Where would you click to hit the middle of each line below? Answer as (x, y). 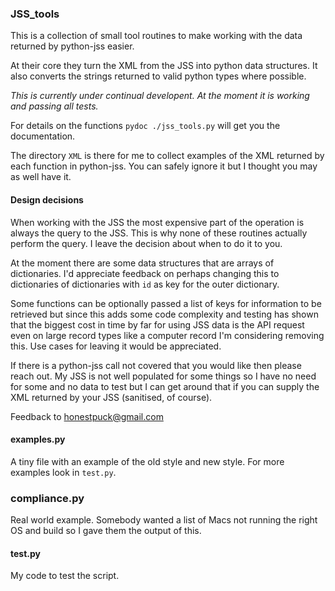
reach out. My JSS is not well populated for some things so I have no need (163, 376)
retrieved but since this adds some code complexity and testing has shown (164, 314)
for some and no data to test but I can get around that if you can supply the (165, 386)
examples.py (38, 439)
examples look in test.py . (63, 472)
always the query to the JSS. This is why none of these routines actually (159, 233)
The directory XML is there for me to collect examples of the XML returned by (167, 156)
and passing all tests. (54, 106)
